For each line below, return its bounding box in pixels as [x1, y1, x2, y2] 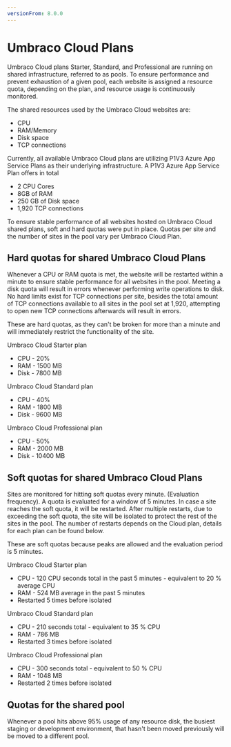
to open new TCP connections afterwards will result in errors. [7, 307, 181, 315]
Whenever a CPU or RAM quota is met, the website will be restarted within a [7, 270, 223, 279]
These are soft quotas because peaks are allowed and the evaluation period [7, 540, 223, 548]
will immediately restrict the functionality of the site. [7, 328, 154, 336]
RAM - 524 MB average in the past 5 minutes [17, 589, 145, 597]
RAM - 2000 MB [17, 444, 64, 452]
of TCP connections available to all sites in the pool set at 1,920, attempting [7, 299, 221, 308]
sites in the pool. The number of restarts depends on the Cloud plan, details [7, 519, 222, 528]
